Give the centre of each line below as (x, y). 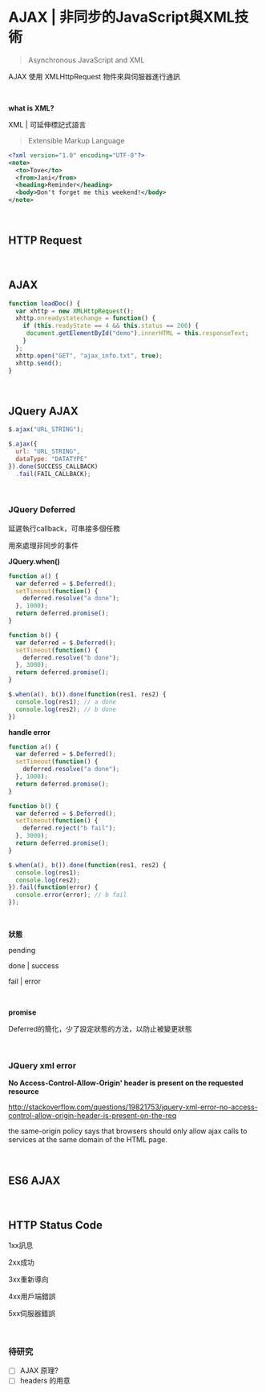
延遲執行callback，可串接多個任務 (64, 528)
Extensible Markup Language (76, 140)
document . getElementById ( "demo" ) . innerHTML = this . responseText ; (137, 333)
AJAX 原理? (39, 1371)
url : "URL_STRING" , (48, 451)
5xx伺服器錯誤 (32, 1313)
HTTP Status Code (55, 1225)
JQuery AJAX (43, 411)
